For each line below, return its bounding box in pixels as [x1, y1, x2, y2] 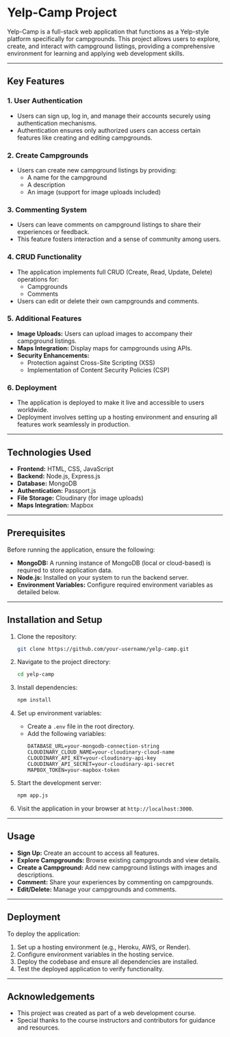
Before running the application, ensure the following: [7, 546, 155, 554]
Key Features [7, 75, 65, 87]
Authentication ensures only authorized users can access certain [16, 126, 201, 134]
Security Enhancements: [16, 351, 90, 359]
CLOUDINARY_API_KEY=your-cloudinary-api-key [27, 755, 157, 762]
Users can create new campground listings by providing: [16, 166, 177, 174]
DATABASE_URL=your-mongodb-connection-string [27, 743, 159, 750]
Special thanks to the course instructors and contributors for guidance [16, 1016, 216, 1025]
